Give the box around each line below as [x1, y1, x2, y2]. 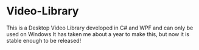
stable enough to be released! [6, 37, 82, 44]
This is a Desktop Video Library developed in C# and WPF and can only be [6, 24, 194, 31]
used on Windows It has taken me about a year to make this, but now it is [6, 30, 190, 37]
